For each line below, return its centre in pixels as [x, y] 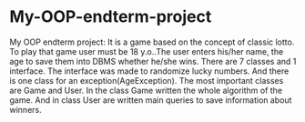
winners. [26, 109]
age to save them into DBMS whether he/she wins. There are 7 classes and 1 [153, 61]
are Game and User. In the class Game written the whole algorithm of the [146, 90]
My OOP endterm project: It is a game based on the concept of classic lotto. [152, 42]
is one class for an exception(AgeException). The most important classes [147, 80]
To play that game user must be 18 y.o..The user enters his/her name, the [147, 51]
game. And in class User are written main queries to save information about [151, 100]
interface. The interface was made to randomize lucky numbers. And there [149, 71]
